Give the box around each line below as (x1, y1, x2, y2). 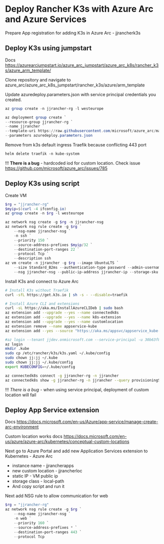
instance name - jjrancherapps (12, 463, 74, 469)
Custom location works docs (5, 433, 62, 440)
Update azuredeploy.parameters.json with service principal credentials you (5, 91, 156, 97)
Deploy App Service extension (5, 406, 100, 414)
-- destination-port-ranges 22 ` (14, 247, 80, 252)
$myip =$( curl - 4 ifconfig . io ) (5, 206, 67, 211)
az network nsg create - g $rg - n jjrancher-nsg (5, 220, 104, 225)
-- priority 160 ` (14, 521, 49, 525)
